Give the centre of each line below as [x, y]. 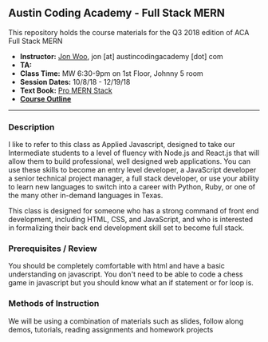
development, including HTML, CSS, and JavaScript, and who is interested [131, 220]
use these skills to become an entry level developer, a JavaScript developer [132, 170]
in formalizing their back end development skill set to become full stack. [126, 228]
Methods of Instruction [54, 304]
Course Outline [45, 98]
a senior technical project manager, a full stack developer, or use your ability [134, 178]
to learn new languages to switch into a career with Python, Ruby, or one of [132, 187]
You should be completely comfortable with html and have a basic [116, 266]
